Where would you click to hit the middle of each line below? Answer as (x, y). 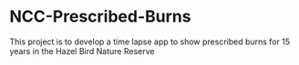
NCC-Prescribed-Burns (100, 17)
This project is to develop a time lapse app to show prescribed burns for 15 (149, 42)
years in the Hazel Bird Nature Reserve (82, 51)
